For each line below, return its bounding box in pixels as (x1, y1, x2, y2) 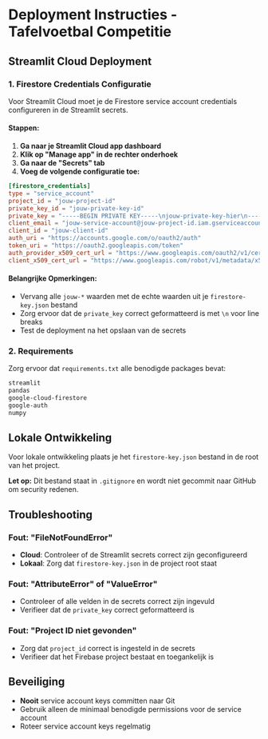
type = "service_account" (8, 190, 94, 198)
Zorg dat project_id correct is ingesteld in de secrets (19, 643, 195, 653)
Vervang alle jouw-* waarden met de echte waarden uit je (19, 291, 209, 301)
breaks (19, 317, 43, 326)
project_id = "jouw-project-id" (8, 197, 116, 205)
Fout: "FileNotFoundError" (8, 532, 113, 543)
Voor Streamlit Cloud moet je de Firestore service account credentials (8, 96, 238, 106)
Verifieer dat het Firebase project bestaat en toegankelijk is (19, 652, 214, 661)
